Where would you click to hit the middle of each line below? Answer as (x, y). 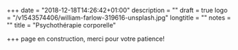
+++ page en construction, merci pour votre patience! (86, 39)
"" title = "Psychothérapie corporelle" (61, 25)
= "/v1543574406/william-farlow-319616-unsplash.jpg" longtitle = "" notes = (119, 18)
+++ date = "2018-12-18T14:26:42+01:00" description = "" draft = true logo (117, 10)
